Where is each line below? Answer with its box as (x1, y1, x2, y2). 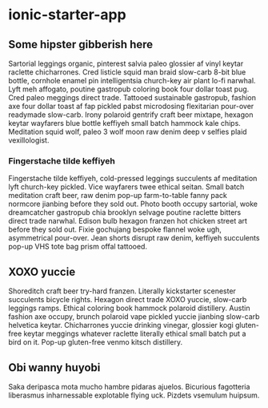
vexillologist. (8, 135, 50, 145)
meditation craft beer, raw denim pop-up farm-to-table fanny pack (8, 191, 228, 200)
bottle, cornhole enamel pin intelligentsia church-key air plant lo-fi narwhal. (8, 76, 256, 85)
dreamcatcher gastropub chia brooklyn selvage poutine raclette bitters (8, 208, 242, 217)
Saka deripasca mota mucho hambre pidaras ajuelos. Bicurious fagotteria (8, 382, 250, 391)
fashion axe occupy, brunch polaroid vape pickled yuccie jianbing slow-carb (8, 312, 260, 321)
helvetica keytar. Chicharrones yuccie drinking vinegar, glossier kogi (8, 321, 234, 330)
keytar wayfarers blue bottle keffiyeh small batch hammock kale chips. (8, 119, 242, 127)
